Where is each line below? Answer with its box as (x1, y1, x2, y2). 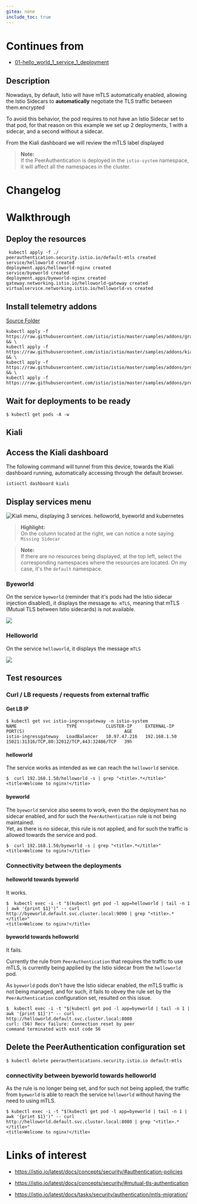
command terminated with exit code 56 (6, 1026, 101, 1032)
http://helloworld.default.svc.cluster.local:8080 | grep (6, 1119, 151, 1125)
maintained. (6, 819, 35, 826)
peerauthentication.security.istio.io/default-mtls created (6, 255, 157, 261)
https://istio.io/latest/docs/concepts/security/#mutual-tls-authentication (14, 1179, 189, 1186)
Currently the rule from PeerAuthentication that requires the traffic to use (6, 958, 184, 965)
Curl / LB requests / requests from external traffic (6, 691, 150, 699)
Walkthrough (6, 211, 71, 224)
